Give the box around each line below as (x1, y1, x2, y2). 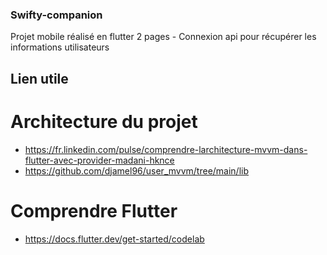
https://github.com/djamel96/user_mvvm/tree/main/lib (24, 164, 250, 177)
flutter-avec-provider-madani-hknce (24, 154, 175, 166)
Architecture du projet (10, 110, 198, 133)
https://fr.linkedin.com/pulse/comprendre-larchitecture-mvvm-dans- (24, 143, 308, 155)
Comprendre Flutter (10, 199, 178, 222)
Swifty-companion (10, 8, 103, 22)
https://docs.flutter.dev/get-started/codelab (24, 233, 205, 245)
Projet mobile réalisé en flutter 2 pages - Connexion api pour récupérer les (10, 31, 317, 43)
